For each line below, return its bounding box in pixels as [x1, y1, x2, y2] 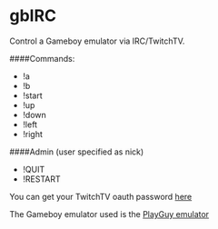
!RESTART [22, 174, 61, 184]
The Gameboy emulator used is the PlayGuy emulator [9, 208, 210, 219]
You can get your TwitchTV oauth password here [9, 191, 193, 202]
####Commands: [9, 53, 75, 64]
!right [22, 128, 44, 139]
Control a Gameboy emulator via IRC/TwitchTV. [9, 35, 185, 46]
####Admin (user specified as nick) [9, 146, 144, 157]
